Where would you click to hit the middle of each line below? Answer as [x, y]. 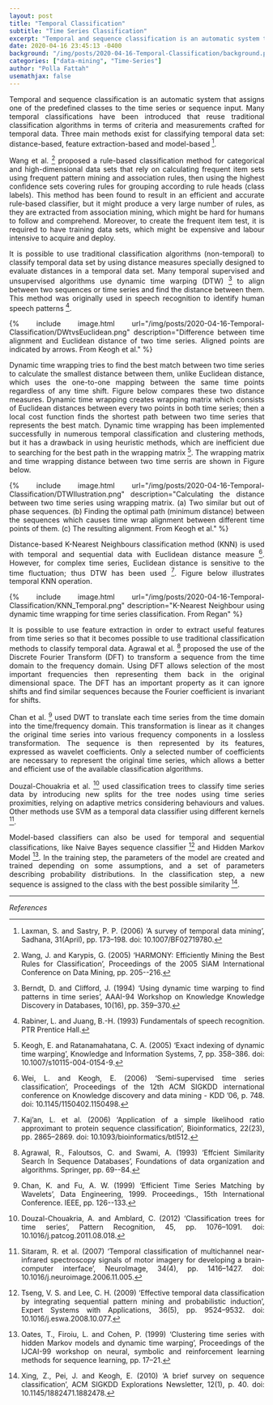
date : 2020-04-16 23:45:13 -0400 [66, 46]
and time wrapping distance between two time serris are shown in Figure [137, 461]
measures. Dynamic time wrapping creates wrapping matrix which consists [137, 400]
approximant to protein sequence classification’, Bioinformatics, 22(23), [143, 1128]
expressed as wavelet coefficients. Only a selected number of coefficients [137, 751]
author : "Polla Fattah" [49, 69]
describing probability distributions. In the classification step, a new [137, 875]
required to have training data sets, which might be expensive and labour [137, 229]
